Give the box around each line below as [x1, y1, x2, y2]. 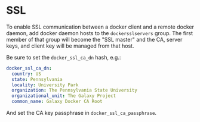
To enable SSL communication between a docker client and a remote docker [6, 23, 194, 30]
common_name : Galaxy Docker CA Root [11, 99, 103, 105]
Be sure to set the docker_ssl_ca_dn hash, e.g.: [6, 54, 121, 61]
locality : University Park [11, 82, 79, 88]
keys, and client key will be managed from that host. [6, 42, 134, 49]
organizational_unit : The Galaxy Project [11, 93, 116, 99]
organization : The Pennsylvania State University [11, 87, 137, 93]
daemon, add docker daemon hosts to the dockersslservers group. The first [6, 29, 193, 36]
